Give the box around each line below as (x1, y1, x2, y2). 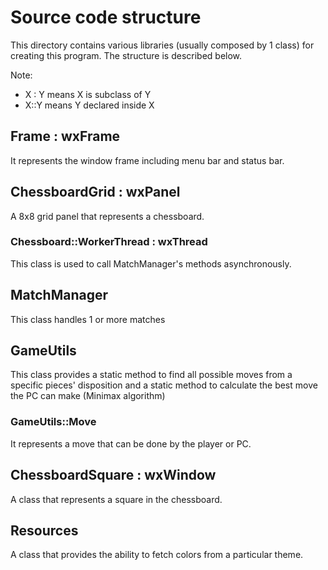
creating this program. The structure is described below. (10, 49, 243, 61)
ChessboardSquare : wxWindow (10, 467, 217, 484)
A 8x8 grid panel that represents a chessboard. (10, 210, 205, 222)
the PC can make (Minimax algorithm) (10, 390, 166, 402)
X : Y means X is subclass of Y (24, 88, 152, 100)
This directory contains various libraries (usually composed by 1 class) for (10, 39, 315, 51)
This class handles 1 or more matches (10, 313, 166, 325)
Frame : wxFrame (10, 128, 121, 145)
